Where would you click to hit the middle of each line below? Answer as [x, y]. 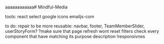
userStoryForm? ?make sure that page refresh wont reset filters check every [82, 31]
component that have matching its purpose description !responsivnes [75, 36]
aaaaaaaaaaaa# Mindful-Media [36, 7]
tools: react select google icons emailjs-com [50, 16]
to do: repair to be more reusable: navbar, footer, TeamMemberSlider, [75, 26]
